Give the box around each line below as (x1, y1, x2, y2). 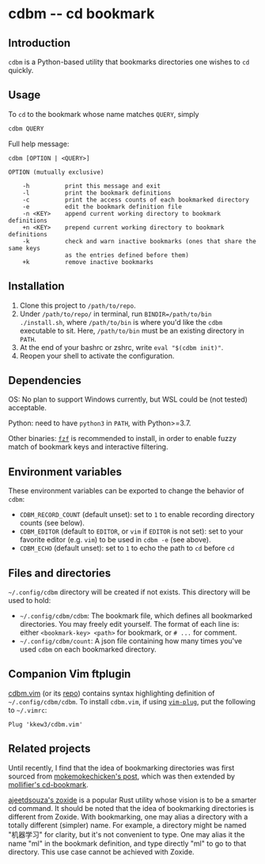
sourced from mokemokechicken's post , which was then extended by (8, 772, 236, 781)
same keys (8, 244, 41, 252)
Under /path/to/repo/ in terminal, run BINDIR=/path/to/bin (19, 309, 212, 319)
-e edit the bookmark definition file (22, 202, 182, 210)
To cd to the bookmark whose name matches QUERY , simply (8, 109, 199, 119)
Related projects (8, 742, 91, 756)
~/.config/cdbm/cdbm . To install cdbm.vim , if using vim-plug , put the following (8, 696, 256, 706)
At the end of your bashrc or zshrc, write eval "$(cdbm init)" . (19, 342, 224, 352)
